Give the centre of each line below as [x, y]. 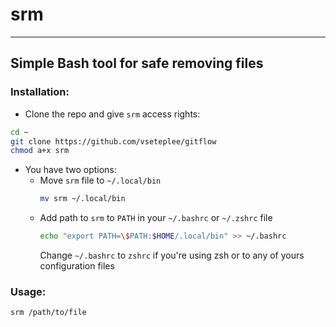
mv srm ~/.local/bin [82, 199]
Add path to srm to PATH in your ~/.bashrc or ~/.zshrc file [156, 218]
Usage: [28, 291]
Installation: [40, 92]
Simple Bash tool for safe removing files [137, 63]
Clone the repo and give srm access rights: [112, 114]
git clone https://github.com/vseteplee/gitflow [113, 141]
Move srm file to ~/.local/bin [100, 180]
